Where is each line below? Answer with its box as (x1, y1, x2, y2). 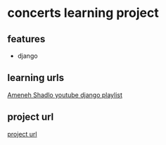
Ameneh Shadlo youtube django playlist (7, 90, 123, 99)
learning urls (7, 72, 65, 84)
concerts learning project (7, 5, 160, 21)
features (7, 33, 46, 45)
